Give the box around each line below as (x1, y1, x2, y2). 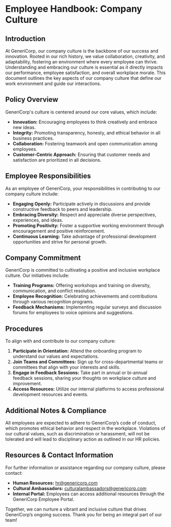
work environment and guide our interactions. (5, 80, 102, 86)
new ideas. (12, 124, 36, 130)
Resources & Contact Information (5, 451, 114, 459)
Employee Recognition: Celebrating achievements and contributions (12, 293, 158, 299)
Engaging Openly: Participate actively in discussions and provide (12, 201, 151, 207)
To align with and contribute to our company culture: (5, 338, 116, 344)
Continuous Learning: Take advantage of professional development (12, 233, 157, 239)
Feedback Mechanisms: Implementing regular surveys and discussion (12, 304, 162, 310)
